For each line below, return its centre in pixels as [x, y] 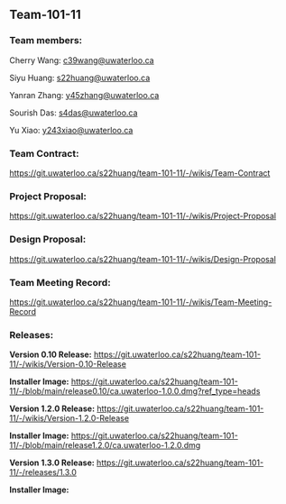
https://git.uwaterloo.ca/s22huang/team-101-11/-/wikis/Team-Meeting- [141, 302]
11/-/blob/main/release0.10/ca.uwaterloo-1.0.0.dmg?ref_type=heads [135, 391]
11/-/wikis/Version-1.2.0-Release [69, 418]
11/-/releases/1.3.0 [43, 472]
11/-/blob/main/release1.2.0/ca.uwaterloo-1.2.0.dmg [105, 445]
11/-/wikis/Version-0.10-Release [68, 364]
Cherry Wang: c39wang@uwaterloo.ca [82, 60]
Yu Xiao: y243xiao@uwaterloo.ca [71, 130]
